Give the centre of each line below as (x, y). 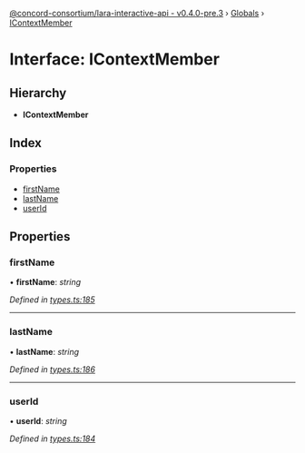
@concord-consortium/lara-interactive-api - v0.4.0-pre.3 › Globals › (137, 13)
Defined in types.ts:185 (52, 300)
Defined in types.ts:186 (52, 369)
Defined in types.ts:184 (53, 438)
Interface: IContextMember (115, 59)
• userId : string (39, 420)
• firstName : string (45, 282)
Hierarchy (38, 93)
